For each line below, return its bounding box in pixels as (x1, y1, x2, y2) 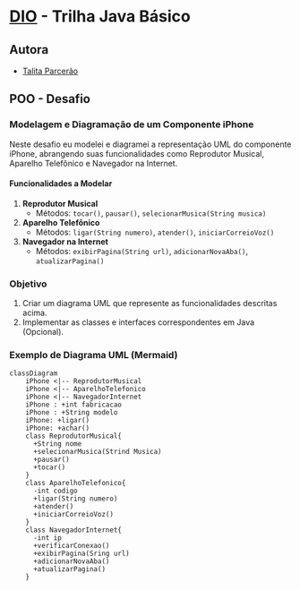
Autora (9, 42, 49, 57)
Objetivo (9, 278, 47, 290)
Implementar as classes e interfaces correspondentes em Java (21, 317, 255, 328)
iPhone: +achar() (25, 423, 90, 433)
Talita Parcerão (21, 65, 79, 76)
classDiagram (9, 369, 58, 378)
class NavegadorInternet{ (25, 526, 123, 534)
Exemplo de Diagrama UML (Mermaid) (9, 349, 178, 362)
